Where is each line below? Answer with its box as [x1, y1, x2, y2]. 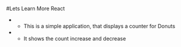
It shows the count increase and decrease [23, 35, 126, 42]
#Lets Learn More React [6, 5, 65, 12]
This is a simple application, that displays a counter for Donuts [23, 23, 176, 29]
